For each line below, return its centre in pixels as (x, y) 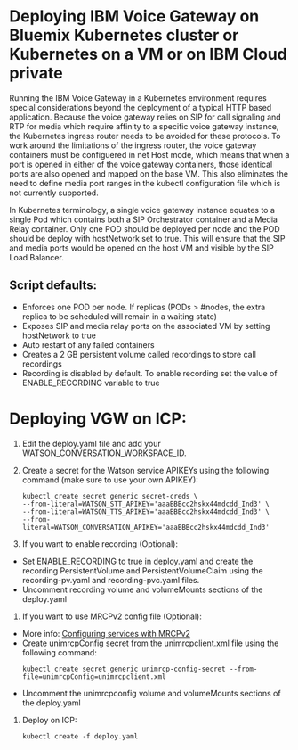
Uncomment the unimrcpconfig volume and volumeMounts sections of (152, 693)
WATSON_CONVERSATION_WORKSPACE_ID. (104, 453)
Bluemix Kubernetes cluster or (124, 35)
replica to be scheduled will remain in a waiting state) (120, 316)
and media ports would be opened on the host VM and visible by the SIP (141, 248)
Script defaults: (53, 286)
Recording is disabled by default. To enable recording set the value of (149, 373)
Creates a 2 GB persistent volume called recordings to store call (139, 354)
